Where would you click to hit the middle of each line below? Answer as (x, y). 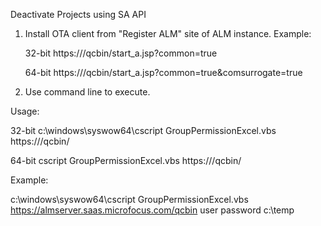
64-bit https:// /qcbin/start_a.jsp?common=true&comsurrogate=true (163, 72)
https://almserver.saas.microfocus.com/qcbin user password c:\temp (152, 210)
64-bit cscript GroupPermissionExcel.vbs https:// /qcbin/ (126, 160)
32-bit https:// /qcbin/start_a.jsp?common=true (121, 53)
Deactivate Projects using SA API (78, 14)
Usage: (25, 111)
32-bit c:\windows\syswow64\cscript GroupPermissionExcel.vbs (143, 130)
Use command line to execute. (87, 92)
